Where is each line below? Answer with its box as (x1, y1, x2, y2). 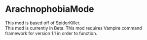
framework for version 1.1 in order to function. (5, 30, 98, 36)
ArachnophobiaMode (5, 3, 95, 15)
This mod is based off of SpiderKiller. (5, 20, 80, 26)
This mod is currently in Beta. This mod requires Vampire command (5, 25, 142, 31)
